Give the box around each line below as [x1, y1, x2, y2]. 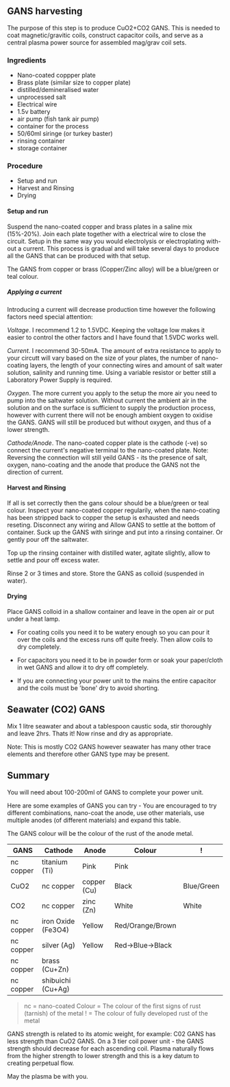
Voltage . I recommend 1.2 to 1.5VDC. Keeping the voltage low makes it [7, 325, 205, 334]
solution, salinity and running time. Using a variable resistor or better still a [7, 368, 216, 376]
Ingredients [7, 55, 47, 65]
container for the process [16, 122, 89, 130]
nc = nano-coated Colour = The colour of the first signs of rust [23, 1002, 201, 1010]
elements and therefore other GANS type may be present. [7, 750, 170, 758]
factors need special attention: [7, 312, 94, 321]
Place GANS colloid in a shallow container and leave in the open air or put [7, 607, 214, 615]
